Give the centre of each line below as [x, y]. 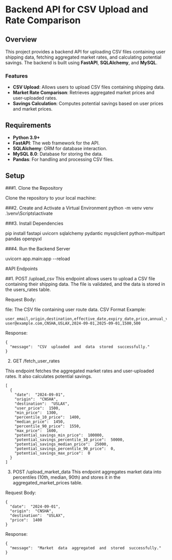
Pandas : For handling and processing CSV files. [63, 159]
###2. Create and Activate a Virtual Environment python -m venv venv [79, 208]
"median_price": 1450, [40, 422]
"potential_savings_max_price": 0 [52, 453]
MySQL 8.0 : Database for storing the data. [58, 154]
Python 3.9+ [26, 138]
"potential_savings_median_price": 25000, [62, 444]
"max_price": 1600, [36, 430]
